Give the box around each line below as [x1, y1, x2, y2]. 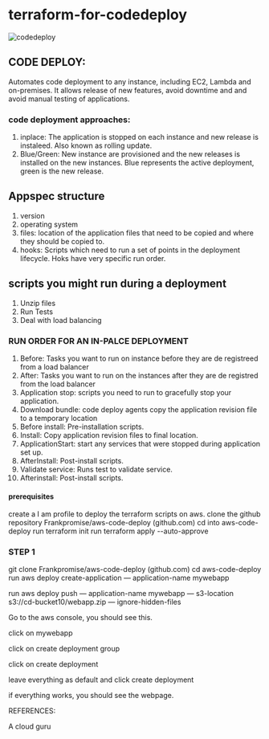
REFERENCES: [8, 706, 56, 716]
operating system [19, 219, 79, 229]
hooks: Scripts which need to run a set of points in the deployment [19, 245, 241, 255]
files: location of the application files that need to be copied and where [19, 227, 255, 238]
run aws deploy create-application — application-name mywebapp [8, 573, 230, 583]
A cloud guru [8, 721, 51, 732]
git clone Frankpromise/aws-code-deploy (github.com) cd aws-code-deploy [8, 565, 262, 574]
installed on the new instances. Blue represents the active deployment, [19, 158, 255, 168]
